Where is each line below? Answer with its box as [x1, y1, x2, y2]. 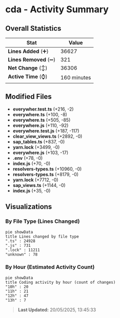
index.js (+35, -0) [12, 187, 51, 194]
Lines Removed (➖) [8, 56, 55, 63]
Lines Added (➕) [8, 48, 49, 55]
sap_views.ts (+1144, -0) [12, 182, 66, 188]
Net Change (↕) [8, 65, 48, 71]
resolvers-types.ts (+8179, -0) [12, 171, 78, 177]
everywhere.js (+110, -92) [12, 122, 69, 129]
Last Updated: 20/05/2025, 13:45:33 [17, 306, 96, 313]
